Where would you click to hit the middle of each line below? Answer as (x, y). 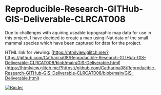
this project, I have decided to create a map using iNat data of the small (77, 38)
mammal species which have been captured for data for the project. (73, 43)
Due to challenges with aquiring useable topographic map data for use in (78, 32)
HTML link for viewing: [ (29, 52)
